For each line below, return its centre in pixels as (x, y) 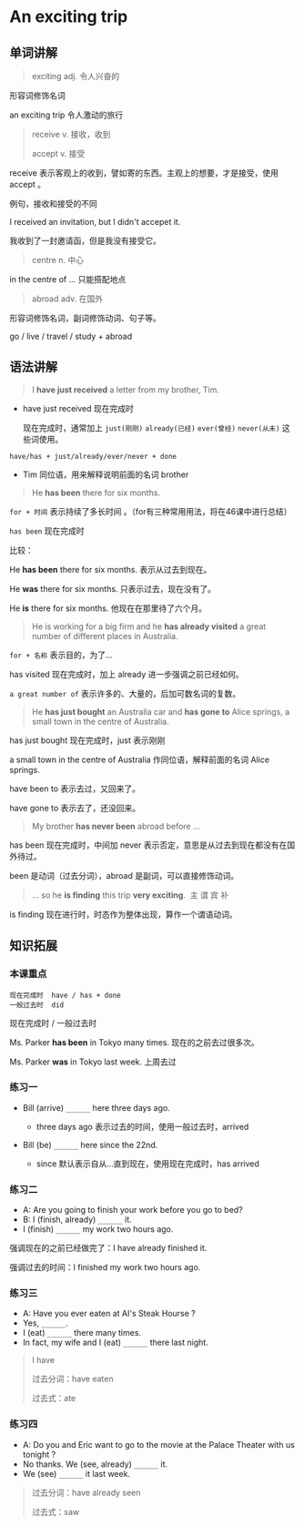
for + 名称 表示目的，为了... (61, 655)
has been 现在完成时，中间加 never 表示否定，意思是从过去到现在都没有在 (148, 845)
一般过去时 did (37, 1005)
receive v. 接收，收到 (71, 134)
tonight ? (39, 1454)
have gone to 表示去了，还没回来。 (75, 808)
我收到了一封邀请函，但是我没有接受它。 (85, 240)
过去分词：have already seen (86, 1492)
